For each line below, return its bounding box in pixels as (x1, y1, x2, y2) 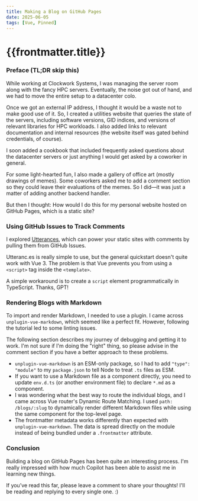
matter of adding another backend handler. (6, 190, 111, 197)
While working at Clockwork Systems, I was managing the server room (6, 79, 178, 86)
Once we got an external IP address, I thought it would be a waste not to (6, 104, 182, 111)
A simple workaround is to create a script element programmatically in (6, 278, 179, 285)
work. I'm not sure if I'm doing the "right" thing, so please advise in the (6, 342, 178, 349)
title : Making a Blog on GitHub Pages (6, 8, 102, 15)
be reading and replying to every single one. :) (6, 488, 119, 495)
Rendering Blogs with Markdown (6, 298, 102, 307)
